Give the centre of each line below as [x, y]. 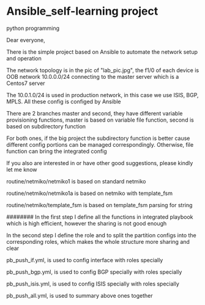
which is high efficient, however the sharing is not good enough [87, 223]
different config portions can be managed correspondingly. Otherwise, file [100, 144]
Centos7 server [26, 83]
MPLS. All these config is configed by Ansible [64, 101]
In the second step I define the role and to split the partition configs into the [102, 235]
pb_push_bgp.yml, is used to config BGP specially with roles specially [94, 272]
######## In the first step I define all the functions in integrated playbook [100, 217]
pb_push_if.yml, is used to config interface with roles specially [85, 260]
